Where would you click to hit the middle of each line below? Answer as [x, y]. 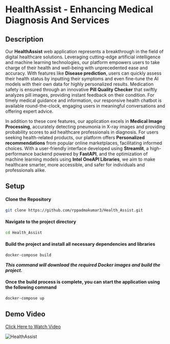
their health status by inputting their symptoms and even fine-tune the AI [82, 79]
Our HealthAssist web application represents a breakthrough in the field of [84, 51]
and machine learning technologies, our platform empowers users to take [83, 62]
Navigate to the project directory [41, 222]
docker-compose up [25, 298]
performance [19, 154]
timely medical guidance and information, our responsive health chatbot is [84, 100]
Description [24, 39]
